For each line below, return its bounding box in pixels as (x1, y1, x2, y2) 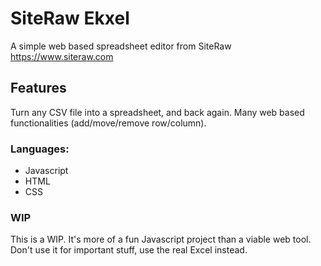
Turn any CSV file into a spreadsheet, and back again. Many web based (10, 106, 305, 118)
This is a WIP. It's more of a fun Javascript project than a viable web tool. (10, 233, 312, 246)
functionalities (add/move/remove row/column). (10, 117, 207, 129)
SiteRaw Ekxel (10, 7, 130, 30)
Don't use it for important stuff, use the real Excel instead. (10, 244, 248, 256)
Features (10, 80, 67, 97)
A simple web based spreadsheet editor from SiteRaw (10, 40, 232, 52)
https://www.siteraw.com (10, 50, 114, 62)
